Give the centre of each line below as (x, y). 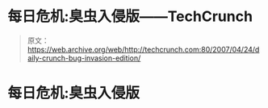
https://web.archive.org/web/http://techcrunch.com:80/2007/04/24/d (143, 49)
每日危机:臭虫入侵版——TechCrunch (130, 17)
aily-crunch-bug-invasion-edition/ (84, 58)
